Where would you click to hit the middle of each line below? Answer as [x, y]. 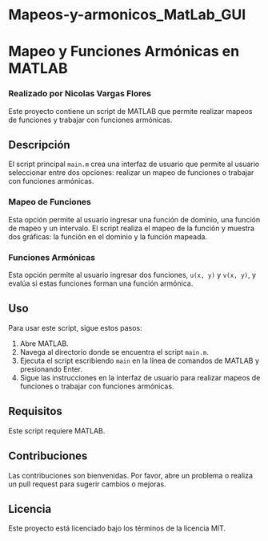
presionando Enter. [51, 369]
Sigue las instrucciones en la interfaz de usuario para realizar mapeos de [140, 377]
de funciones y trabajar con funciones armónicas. [90, 120]
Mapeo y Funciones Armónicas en [124, 52]
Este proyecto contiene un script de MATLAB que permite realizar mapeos [130, 111]
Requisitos [35, 411]
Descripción [39, 145]
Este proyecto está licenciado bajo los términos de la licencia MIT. [117, 528]
